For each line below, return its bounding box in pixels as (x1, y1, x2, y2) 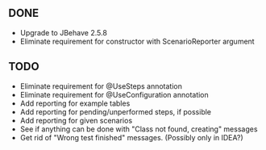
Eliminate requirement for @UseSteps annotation (19, 81, 183, 91)
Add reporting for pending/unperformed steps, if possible (19, 106, 212, 116)
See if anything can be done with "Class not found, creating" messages (19, 124, 258, 134)
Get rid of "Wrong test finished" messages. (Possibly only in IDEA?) (19, 132, 243, 142)
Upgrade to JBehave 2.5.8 (19, 27, 107, 37)
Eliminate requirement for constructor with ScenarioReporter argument (19, 36, 256, 46)
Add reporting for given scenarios (19, 115, 133, 125)
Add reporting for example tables (19, 98, 131, 108)
